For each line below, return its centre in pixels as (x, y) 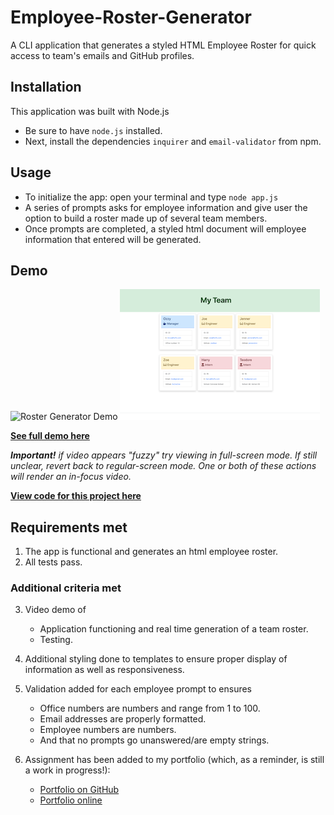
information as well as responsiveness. (104, 670)
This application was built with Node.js (90, 111)
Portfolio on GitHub (79, 790)
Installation (46, 87)
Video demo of (55, 610)
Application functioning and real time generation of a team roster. (174, 629)
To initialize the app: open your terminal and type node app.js (151, 197)
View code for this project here (76, 496)
